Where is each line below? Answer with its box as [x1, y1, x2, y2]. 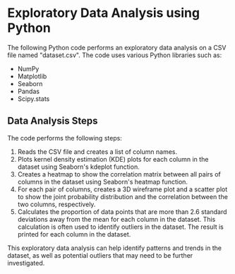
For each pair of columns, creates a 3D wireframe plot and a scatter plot [17, 185, 228, 193]
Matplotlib [17, 72, 47, 81]
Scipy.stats [17, 94, 50, 103]
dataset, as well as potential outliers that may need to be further [7, 251, 193, 259]
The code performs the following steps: [7, 133, 122, 142]
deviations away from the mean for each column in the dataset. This [17, 215, 216, 223]
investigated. [7, 258, 45, 267]
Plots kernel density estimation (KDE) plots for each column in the [17, 155, 209, 163]
